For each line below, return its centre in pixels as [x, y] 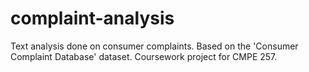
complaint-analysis [92, 18]
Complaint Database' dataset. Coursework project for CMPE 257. [144, 56]
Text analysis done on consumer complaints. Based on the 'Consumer [154, 46]
